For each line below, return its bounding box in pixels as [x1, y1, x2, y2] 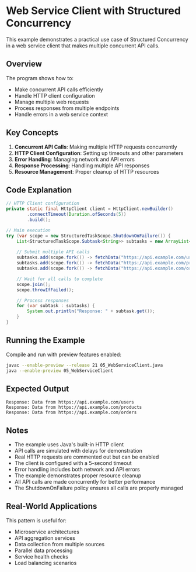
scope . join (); [16, 281, 51, 287]
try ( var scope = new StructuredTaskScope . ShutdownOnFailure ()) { [6, 233, 171, 239]
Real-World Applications [6, 501, 97, 511]
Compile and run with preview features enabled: [6, 351, 121, 358]
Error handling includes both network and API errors [14, 466, 140, 473]
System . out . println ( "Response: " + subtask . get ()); [27, 308, 156, 314]
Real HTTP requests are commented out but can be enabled [14, 453, 159, 460]
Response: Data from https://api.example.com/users [6, 399, 134, 405]
